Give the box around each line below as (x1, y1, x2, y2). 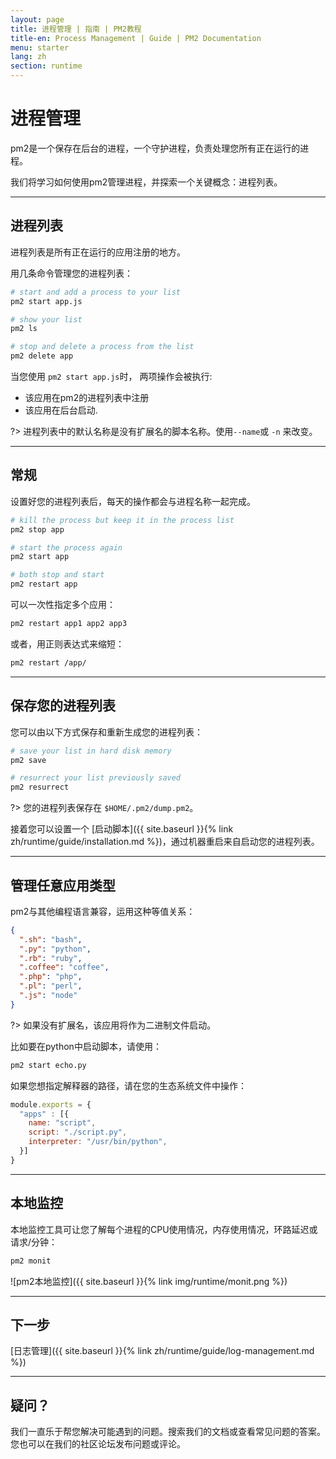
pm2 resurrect (10, 782, 70, 793)
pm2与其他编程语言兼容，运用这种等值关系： (10, 905, 196, 917)
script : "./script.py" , (28, 1127, 128, 1138)
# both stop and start (10, 570, 105, 580)
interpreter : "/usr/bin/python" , (28, 1137, 168, 1147)
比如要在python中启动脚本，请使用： (10, 1040, 162, 1052)
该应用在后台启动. (24, 404, 98, 416)
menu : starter (10, 42, 70, 53)
